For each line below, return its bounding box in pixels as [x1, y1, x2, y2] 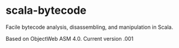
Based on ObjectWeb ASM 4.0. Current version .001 [5, 35, 134, 42]
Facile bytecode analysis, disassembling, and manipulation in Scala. [5, 23, 174, 31]
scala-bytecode [5, 4, 86, 17]
